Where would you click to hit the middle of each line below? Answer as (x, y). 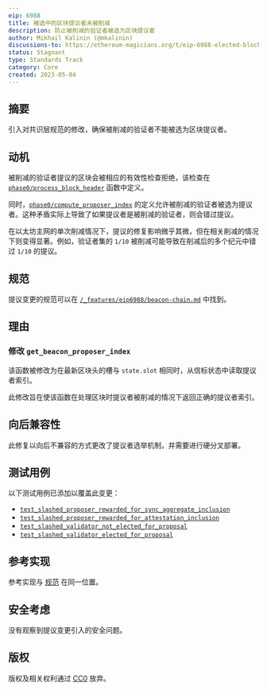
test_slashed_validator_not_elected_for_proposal (104, 527)
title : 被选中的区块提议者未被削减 (59, 23)
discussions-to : (35, 45)
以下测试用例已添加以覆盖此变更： (64, 493)
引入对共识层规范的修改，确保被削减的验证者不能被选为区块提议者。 (120, 130)
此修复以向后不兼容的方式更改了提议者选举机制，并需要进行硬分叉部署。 (126, 445)
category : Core (33, 68)
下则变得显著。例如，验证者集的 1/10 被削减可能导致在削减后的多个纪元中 (129, 241)
